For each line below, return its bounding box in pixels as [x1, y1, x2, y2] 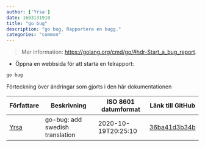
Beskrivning [51, 101, 87, 110]
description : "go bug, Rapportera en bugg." [6, 26, 121, 32]
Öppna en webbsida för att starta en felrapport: [15, 60, 134, 68]
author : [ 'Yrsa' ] [6, 9, 51, 15]
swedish [45, 123, 69, 131]
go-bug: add [45, 115, 82, 124]
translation [45, 131, 76, 139]
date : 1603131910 [6, 15, 51, 21]
